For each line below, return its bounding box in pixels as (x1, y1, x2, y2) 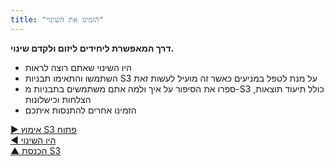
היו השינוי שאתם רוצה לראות (24, 61, 132, 73)
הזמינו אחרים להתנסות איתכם (24, 104, 137, 116)
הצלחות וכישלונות (24, 93, 92, 105)
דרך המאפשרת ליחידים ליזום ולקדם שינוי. (10, 42, 175, 54)
